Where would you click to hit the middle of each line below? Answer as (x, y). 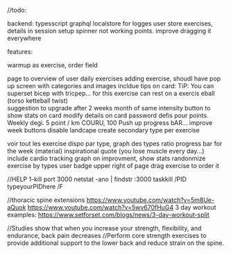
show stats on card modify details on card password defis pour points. (108, 115)
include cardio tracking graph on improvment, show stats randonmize (106, 158)
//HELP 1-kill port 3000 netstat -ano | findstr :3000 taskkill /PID (97, 179)
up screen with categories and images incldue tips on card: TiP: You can (111, 86)
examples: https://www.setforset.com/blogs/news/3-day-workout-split (108, 215)
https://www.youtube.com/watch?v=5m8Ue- (151, 200)
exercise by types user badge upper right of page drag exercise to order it (113, 166)
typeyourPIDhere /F (35, 186)
